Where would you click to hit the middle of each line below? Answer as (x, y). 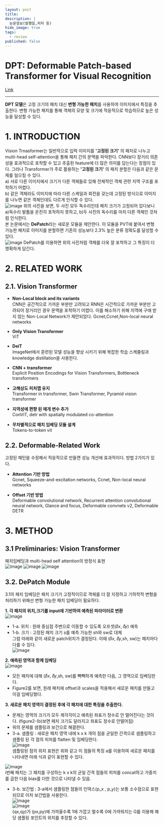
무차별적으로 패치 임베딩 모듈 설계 (44, 424)
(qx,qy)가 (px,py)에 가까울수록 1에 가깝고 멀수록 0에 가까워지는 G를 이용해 (83, 812)
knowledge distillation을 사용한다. (45, 358)
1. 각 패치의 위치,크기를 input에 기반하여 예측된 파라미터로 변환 (64, 611)
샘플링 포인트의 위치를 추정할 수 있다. (52, 818)
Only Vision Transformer (38, 331)
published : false (23, 42)
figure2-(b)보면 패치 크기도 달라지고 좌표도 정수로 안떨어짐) (77, 721)
